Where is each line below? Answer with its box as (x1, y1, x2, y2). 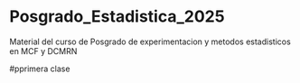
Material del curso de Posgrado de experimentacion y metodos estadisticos (9, 36, 291, 47)
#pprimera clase (9, 63, 70, 74)
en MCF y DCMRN (9, 45, 78, 56)
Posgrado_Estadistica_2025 (9, 6, 225, 27)
